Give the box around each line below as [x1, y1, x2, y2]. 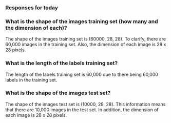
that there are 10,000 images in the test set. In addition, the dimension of [5, 107, 159, 113]
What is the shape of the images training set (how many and [5, 17, 158, 25]
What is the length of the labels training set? [5, 59, 118, 67]
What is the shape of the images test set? [5, 89, 111, 96]
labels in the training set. [5, 76, 58, 83]
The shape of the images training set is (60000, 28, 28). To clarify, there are [5, 36, 166, 42]
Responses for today [5, 4, 58, 11]
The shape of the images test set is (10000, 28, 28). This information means [5, 101, 166, 107]
